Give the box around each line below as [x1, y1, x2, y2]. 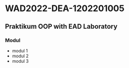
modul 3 [12, 58, 29, 64]
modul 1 [12, 48, 28, 53]
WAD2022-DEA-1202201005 [5, 3, 125, 14]
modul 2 [12, 53, 29, 59]
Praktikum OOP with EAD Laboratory [5, 22, 118, 31]
